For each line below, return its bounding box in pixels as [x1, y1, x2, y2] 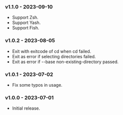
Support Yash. [12, 20, 41, 25]
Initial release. [12, 105, 40, 111]
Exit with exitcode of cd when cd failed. [12, 48, 91, 54]
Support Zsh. [12, 15, 39, 21]
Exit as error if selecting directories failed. [12, 53, 96, 59]
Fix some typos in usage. [12, 82, 63, 88]
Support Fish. [12, 25, 39, 31]
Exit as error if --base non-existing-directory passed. [12, 59, 119, 65]
